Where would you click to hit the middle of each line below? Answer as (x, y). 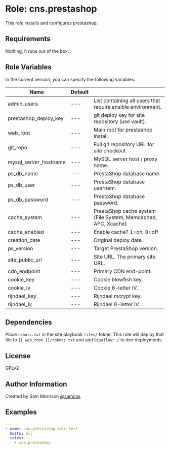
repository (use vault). (120, 121)
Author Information (36, 384)
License (18, 356)
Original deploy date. (118, 240)
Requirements (28, 39)
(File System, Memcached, (125, 217)
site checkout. (110, 150)
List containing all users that (127, 101)
